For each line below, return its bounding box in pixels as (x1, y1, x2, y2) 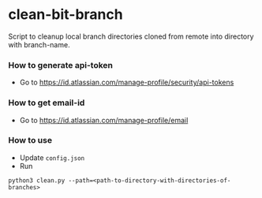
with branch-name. (8, 39, 70, 49)
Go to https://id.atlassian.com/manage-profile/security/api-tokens (19, 77, 234, 88)
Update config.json (19, 152, 85, 163)
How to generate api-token (8, 59, 113, 70)
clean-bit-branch (8, 6, 124, 24)
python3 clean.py (8, 176, 65, 185)
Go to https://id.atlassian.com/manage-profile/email (19, 115, 189, 125)
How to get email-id (8, 97, 85, 108)
